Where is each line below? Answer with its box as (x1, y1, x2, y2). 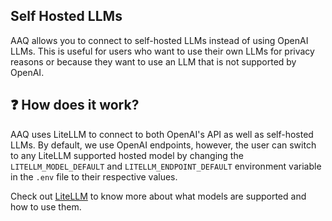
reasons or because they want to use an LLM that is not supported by (10, 55, 297, 68)
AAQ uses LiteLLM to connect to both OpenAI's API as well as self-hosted (10, 128, 314, 140)
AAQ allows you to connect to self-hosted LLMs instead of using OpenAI (10, 34, 309, 46)
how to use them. (10, 200, 82, 213)
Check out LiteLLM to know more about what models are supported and (10, 190, 307, 202)
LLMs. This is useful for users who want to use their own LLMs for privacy (10, 45, 315, 57)
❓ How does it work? (10, 97, 140, 114)
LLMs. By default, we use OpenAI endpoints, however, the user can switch (10, 139, 317, 151)
